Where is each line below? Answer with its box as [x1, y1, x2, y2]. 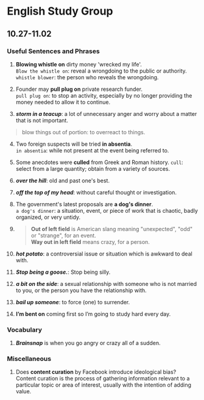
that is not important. [15, 116, 69, 124]
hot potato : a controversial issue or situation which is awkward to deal [15, 250, 192, 257]
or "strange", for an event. [30, 232, 96, 239]
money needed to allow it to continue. [15, 98, 111, 105]
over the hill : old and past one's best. [15, 177, 110, 184]
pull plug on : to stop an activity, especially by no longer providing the [15, 91, 192, 99]
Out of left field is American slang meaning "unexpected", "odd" [30, 225, 193, 232]
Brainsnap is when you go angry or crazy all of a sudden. [15, 340, 161, 347]
